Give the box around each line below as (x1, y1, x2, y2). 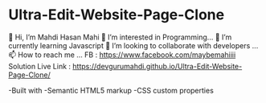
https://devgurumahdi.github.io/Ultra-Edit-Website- (72, 61, 243, 71)
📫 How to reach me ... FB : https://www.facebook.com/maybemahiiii (8, 50, 236, 60)
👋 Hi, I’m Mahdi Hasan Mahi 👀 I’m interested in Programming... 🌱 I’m (8, 32, 232, 42)
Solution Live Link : (8, 61, 71, 71)
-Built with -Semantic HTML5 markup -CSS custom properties (8, 85, 215, 95)
